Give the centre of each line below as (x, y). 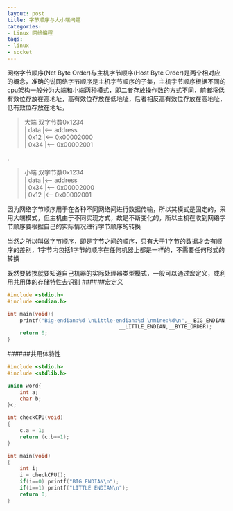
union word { (24, 386)
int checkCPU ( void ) (35, 418)
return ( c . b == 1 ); (45, 437)
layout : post (26, 14)
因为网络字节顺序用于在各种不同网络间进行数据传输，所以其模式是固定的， (113, 209)
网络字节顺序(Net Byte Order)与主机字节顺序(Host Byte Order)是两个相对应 (114, 73)
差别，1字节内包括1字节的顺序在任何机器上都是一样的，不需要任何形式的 (122, 249)
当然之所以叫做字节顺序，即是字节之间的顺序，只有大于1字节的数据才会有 (112, 241)
